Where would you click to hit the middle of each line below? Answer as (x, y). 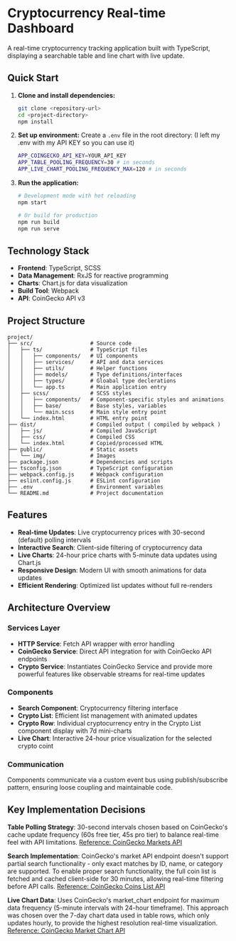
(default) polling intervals (54, 539)
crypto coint (36, 746)
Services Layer (34, 628)
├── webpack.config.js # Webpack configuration (85, 474)
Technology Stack (48, 251)
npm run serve (38, 229)
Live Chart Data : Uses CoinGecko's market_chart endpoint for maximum (113, 900)
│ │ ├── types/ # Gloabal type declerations (92, 381)
